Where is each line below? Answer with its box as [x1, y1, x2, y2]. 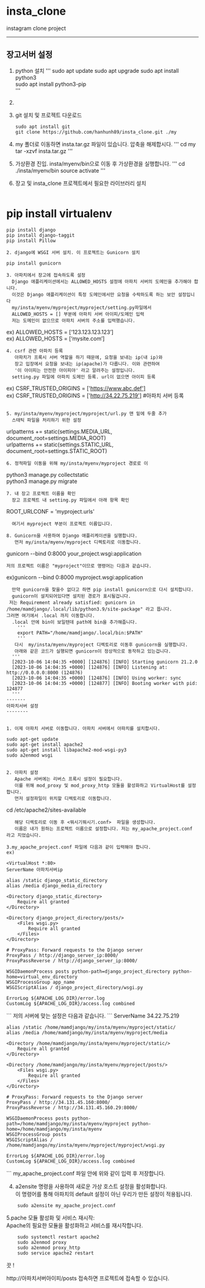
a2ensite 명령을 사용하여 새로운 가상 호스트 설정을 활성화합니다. [15, 1183, 167, 1190]
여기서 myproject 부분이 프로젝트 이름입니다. [12, 520, 113, 527]
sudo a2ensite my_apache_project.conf [17, 1202, 116, 1208]
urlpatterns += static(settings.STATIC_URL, [6, 441, 114, 448]
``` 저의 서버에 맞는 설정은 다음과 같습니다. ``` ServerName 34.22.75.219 [6, 1012, 180, 1019]
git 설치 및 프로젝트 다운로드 [15, 111, 82, 119]
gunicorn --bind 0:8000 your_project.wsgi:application [6, 550, 142, 557]
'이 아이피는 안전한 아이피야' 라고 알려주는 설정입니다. [14, 367, 135, 373]
